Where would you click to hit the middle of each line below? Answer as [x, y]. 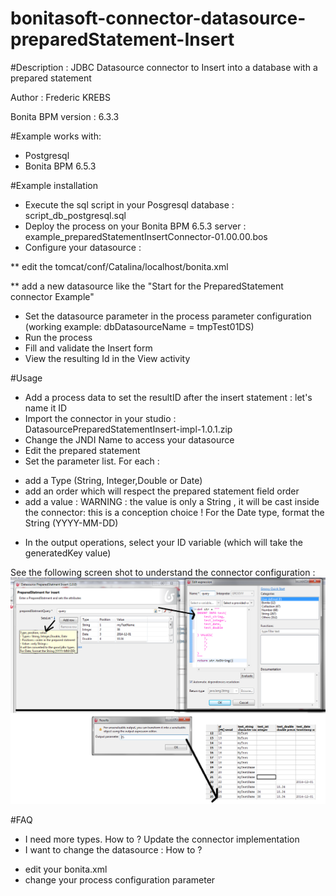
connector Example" [52, 296]
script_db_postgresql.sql [75, 215]
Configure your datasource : [83, 247]
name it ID [46, 408]
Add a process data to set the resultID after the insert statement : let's [168, 397]
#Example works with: [56, 136]
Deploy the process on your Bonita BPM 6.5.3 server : [135, 226]
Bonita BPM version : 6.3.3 [65, 116]
